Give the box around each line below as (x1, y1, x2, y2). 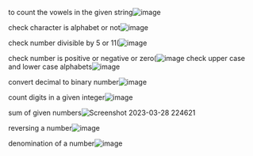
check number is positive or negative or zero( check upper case (8, 54, 246, 63)
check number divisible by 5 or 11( (8, 38, 120, 48)
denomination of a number (8, 139, 95, 148)
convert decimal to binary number (8, 78, 119, 86)
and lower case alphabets (8, 62, 93, 71)
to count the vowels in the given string (8, 8, 133, 17)
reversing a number (8, 124, 73, 132)
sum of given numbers (8, 108, 82, 117)
